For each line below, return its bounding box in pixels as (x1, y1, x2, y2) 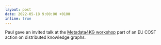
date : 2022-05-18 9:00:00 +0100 (5, 12, 70, 16)
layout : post (5, 7, 32, 12)
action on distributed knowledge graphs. (5, 34, 86, 40)
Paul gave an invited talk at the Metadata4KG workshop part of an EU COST (5, 30, 157, 35)
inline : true (5, 16, 32, 21)
